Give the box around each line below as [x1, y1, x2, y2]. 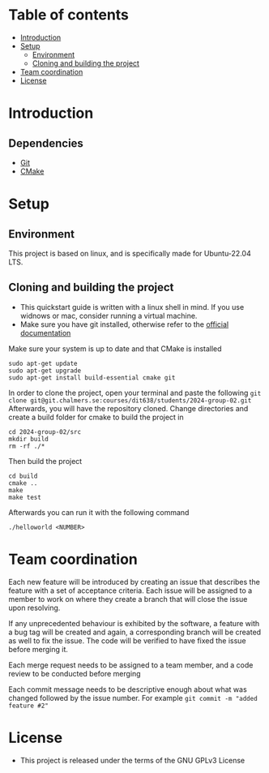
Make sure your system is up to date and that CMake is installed [8, 343, 222, 354]
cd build [8, 472, 38, 480]
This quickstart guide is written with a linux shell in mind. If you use [19, 302, 245, 311]
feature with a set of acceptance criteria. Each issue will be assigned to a [8, 586, 253, 595]
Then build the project [8, 456, 83, 466]
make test [8, 493, 42, 501]
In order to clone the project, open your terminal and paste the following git [8, 388, 262, 397]
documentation [19, 328, 71, 337]
